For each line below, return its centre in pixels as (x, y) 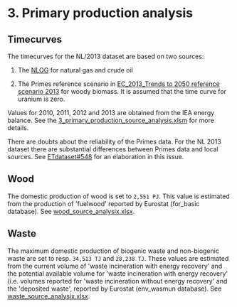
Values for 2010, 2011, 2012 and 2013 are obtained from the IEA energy (111, 113)
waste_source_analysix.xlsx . (49, 296)
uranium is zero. (41, 99)
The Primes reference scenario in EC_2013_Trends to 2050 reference (119, 84)
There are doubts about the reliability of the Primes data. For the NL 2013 (115, 141)
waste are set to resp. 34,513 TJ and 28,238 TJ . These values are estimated (118, 258)
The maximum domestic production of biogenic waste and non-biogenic (113, 251)
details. (18, 128)
